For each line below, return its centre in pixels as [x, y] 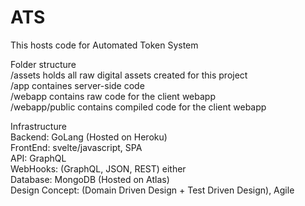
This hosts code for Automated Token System [104, 45]
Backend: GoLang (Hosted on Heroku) [89, 137]
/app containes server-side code [77, 85]
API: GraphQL [38, 158]
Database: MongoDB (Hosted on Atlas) [90, 179]
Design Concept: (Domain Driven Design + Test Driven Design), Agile [152, 190]
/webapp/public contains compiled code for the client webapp [138, 107]
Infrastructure [38, 126]
